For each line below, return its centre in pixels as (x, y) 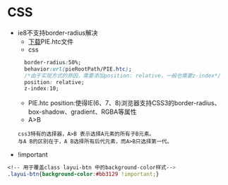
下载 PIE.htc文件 (51, 41)
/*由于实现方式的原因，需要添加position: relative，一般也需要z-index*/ (122, 76)
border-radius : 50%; (53, 62)
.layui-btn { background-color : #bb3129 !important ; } (83, 174)
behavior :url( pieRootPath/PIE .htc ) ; (78, 69)
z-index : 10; (42, 89)
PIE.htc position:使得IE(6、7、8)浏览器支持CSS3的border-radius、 (124, 103)
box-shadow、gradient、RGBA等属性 (82, 112)
